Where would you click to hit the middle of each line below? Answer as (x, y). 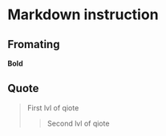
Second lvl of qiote (78, 123)
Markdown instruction (83, 15)
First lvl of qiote (53, 108)
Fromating (34, 44)
